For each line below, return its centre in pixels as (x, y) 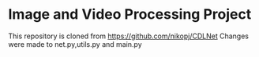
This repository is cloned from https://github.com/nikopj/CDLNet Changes (129, 36)
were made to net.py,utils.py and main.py (75, 44)
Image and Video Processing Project (130, 14)
